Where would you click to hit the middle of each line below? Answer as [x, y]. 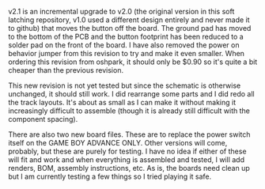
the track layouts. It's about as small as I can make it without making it [122, 102]
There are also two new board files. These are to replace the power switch [129, 134]
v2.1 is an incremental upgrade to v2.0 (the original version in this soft [121, 11]
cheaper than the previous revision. [66, 70]
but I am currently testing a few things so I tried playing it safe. [110, 176]
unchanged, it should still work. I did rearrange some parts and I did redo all [131, 94]
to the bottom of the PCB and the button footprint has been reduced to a [126, 36]
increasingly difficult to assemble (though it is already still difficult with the [129, 111]
